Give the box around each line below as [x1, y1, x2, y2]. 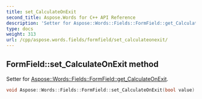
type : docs [6, 25, 34, 32]
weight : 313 [6, 31, 36, 37]
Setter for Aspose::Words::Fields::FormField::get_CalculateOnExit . [6, 75, 168, 82]
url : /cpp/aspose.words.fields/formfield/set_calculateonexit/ [6, 37, 168, 43]
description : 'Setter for [6, 20, 71, 26]
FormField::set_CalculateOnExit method [6, 59, 159, 69]
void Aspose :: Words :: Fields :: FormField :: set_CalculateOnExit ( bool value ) [6, 87, 195, 93]
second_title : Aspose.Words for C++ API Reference [6, 14, 136, 21]
